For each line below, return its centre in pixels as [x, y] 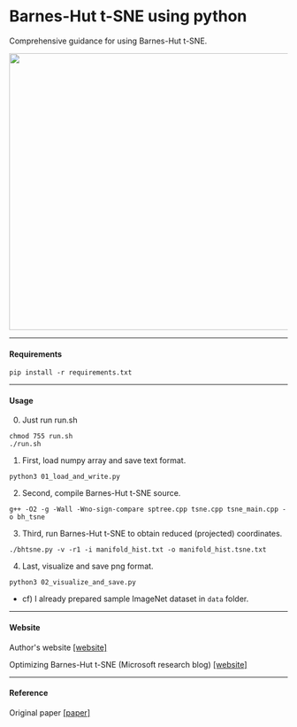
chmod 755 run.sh [41, 437]
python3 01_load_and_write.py [65, 477]
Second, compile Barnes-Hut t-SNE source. [101, 493]
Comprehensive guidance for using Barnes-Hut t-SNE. [108, 41]
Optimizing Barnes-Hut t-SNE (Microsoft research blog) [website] [128, 664]
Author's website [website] [58, 647]
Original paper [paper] [50, 712]
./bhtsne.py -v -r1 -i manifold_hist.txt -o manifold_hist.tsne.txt [138, 550]
